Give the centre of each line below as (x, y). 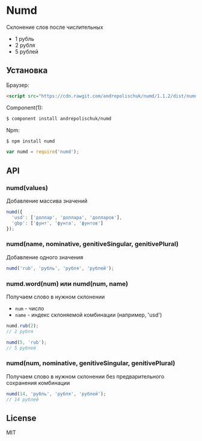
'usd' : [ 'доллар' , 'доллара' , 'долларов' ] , (67, 217)
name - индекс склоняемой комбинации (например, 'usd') (88, 315)
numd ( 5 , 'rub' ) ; (26, 342)
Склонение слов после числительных (55, 27)
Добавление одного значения (45, 257)
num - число (29, 308)
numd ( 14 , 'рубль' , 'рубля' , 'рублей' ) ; (56, 394)
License (21, 418)
